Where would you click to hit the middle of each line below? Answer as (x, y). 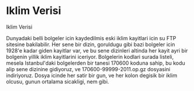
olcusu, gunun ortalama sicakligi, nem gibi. (58, 81)
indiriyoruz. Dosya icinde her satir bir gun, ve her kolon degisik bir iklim (92, 75)
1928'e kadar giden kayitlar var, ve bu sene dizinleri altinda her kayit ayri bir (97, 50)
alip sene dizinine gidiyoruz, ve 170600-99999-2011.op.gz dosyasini (88, 69)
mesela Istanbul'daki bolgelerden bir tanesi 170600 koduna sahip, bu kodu (96, 63)
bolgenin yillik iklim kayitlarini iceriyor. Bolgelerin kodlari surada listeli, (90, 57)
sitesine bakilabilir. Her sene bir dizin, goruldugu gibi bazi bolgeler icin (91, 44)
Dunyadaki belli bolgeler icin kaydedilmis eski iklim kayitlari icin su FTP (91, 38)
